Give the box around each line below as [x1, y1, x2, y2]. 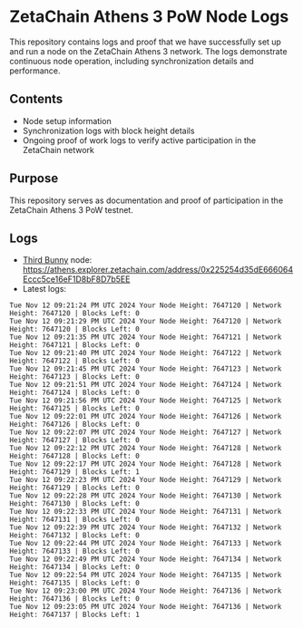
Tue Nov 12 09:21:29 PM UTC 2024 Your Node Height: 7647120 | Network [9, 317, 282, 326]
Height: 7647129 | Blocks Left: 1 [9, 468, 141, 477]
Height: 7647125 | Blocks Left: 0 [9, 404, 141, 413]
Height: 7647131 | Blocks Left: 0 [9, 515, 141, 525]
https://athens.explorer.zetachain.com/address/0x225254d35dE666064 [22, 265, 293, 275]
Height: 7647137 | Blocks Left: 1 [9, 610, 141, 620]
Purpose [9, 170, 59, 187]
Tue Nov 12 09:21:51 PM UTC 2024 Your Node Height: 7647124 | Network [9, 381, 282, 390]
